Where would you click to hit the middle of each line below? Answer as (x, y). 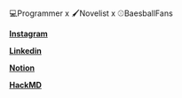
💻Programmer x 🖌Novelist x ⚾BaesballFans (91, 13)
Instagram (29, 34)
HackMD (26, 85)
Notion (22, 68)
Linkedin (25, 51)
